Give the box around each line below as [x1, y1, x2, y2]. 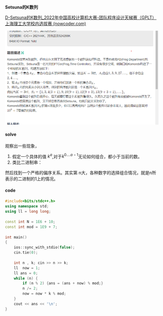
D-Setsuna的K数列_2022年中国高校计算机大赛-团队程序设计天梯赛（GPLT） [5, 15, 157, 20]
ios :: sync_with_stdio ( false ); [14, 245, 75, 250]
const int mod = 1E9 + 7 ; [5, 224, 57, 229]
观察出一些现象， [5, 143, 39, 149]
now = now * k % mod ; [22, 291, 67, 296]
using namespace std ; [5, 204, 49, 209]
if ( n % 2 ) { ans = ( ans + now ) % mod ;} [22, 281, 104, 286]
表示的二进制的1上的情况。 [5, 176, 58, 182]
